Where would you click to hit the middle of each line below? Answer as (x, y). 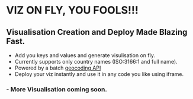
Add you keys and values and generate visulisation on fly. (85, 55)
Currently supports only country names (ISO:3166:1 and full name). (96, 62)
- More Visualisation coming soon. (57, 89)
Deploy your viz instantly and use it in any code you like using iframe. (99, 74)
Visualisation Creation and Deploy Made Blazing (97, 32)
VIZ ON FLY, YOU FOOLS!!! (73, 10)
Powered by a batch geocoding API (58, 68)
